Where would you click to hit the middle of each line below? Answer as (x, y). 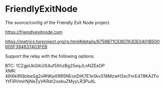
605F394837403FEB (26, 46)
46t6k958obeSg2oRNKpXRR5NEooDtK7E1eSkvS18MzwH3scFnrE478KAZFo (82, 76)
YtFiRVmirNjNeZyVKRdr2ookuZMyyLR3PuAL (51, 81)
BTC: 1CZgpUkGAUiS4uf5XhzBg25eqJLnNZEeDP (55, 66)
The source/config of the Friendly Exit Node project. (58, 22)
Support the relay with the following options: (50, 56)
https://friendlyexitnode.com (34, 32)
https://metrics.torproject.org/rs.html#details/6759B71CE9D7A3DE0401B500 (82, 41)
